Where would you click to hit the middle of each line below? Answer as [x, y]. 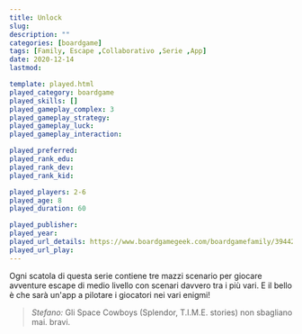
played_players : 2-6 [48, 192]
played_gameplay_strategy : [60, 118]
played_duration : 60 [48, 209]
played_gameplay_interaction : [66, 135]
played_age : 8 [36, 200]
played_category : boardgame [62, 92]
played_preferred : [44, 151]
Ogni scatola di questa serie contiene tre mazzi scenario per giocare [136, 275]
